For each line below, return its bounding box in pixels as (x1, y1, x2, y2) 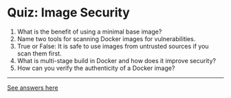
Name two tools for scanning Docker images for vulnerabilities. (16, 34, 196, 42)
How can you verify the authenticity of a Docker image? (16, 64, 175, 72)
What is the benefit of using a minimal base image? (16, 27, 162, 36)
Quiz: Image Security (7, 5, 131, 21)
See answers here (7, 84, 58, 92)
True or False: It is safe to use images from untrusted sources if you (16, 42, 209, 50)
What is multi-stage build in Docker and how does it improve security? (16, 56, 217, 64)
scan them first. (16, 49, 62, 58)
